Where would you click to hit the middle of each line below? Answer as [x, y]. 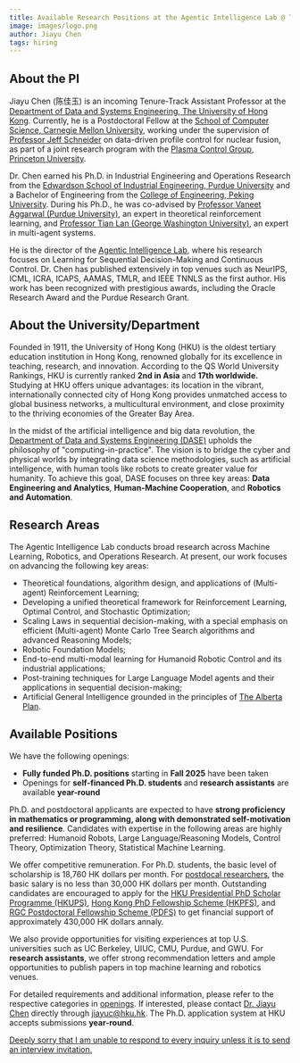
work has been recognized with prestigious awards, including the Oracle [142, 288]
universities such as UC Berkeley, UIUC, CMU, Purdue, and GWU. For [136, 948]
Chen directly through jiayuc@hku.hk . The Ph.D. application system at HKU [147, 1013]
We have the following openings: [69, 756]
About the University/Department [104, 325]
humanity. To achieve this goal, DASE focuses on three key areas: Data [140, 478]
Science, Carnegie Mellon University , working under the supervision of [139, 130]
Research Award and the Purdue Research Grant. [100, 298]
